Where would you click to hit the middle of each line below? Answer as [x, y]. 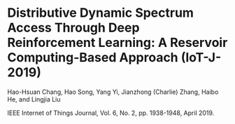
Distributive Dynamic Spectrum [101, 13]
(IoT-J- [201, 58]
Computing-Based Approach [93, 58]
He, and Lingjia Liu [34, 99]
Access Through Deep [73, 28]
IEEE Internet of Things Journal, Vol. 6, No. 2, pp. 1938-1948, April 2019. [111, 113]
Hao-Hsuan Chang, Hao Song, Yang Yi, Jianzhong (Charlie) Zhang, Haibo [113, 92]
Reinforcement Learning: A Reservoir [117, 43]
